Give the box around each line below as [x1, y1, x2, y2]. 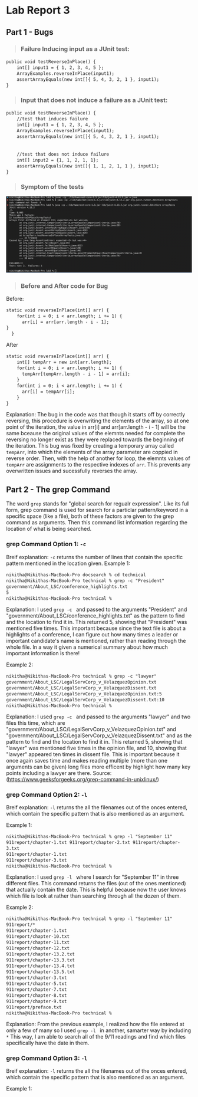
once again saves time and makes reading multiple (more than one [6, 757, 168, 764]
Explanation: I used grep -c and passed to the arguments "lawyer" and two [6, 713, 191, 720]
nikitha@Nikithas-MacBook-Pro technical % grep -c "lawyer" [6, 673, 157, 679]
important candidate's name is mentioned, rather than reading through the [6, 637, 186, 644]
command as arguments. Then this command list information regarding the [6, 519, 188, 526]
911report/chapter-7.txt [6, 986, 67, 993]
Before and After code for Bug [20, 282, 108, 290]
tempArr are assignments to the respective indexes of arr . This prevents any [6, 461, 191, 468]
